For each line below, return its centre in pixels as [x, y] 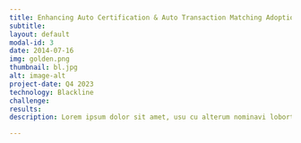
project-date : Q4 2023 [52, 84]
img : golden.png [39, 59]
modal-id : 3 [31, 42]
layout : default [39, 34]
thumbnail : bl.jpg [43, 68]
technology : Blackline [52, 92]
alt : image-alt [38, 76]
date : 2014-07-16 [42, 51]
